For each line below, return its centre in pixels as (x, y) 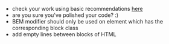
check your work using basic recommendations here (77, 9)
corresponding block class (45, 28)
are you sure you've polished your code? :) (65, 15)
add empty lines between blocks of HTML (64, 34)
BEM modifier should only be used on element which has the (88, 21)
